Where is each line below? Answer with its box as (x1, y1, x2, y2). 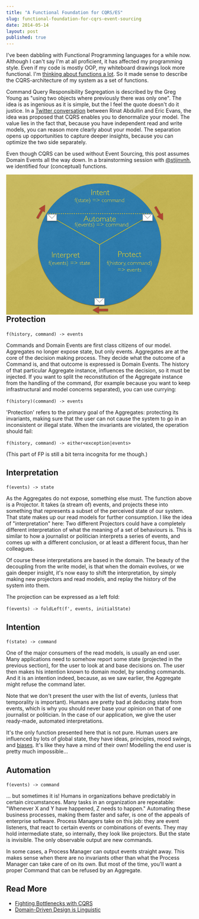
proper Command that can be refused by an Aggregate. (6, 866, 142, 874)
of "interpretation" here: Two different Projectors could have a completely (6, 520, 186, 527)
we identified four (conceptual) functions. (6, 163, 108, 170)
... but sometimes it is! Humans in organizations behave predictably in (6, 792, 176, 799)
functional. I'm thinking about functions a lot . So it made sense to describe (6, 71, 188, 78)
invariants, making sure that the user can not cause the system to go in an (6, 415, 187, 422)
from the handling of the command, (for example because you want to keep (6, 379, 191, 387)
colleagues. (6, 545, 34, 553)
